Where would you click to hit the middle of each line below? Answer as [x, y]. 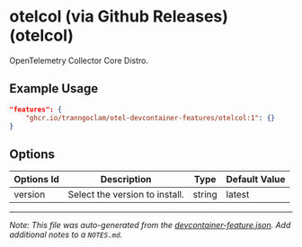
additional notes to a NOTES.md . [66, 234]
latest [238, 195]
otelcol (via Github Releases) [119, 17]
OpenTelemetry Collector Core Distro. [79, 60]
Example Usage [54, 88]
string [205, 195]
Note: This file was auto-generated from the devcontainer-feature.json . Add [150, 225]
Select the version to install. [126, 195]
